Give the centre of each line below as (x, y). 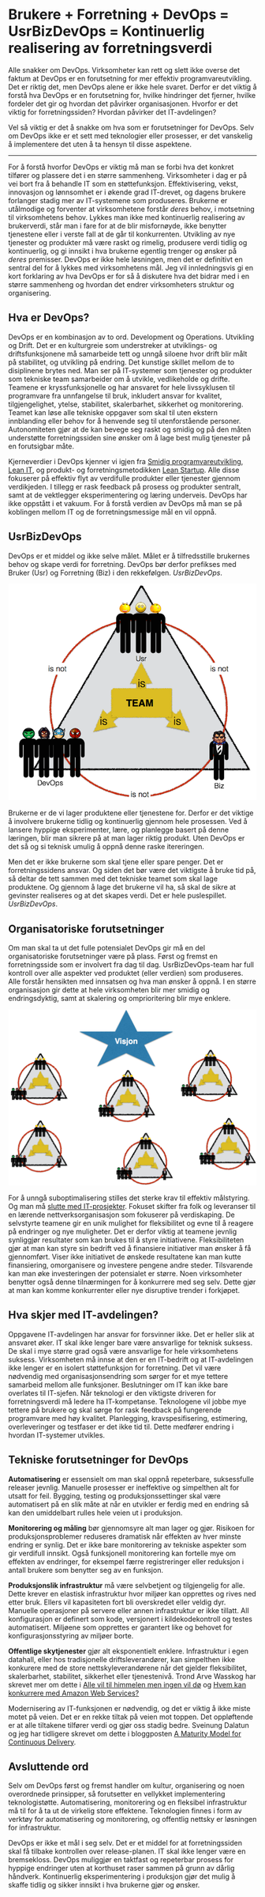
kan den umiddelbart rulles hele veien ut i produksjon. (95, 1513)
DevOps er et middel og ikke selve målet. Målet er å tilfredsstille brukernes (129, 556)
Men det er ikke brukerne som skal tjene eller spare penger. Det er (116, 862)
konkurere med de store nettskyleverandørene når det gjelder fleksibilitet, (127, 1668)
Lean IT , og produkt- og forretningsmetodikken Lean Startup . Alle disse (124, 470)
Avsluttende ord (49, 1766)
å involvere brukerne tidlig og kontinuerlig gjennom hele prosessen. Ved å (128, 822)
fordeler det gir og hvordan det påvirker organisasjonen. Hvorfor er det (123, 104)
